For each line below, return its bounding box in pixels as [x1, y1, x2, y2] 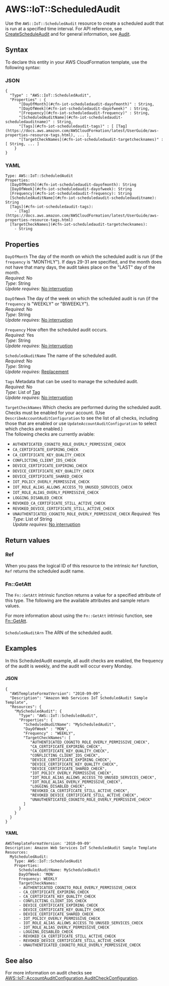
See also [5, 956, 33, 965]
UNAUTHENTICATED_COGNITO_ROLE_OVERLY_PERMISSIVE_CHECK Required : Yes [12, 511, 160, 517]
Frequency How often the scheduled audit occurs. [5, 327, 107, 333]
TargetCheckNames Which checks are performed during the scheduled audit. [5, 404, 162, 410]
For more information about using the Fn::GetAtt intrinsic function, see [5, 612, 153, 619]
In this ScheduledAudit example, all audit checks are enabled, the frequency [5, 657, 163, 663]
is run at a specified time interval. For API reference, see [5, 25, 122, 31]
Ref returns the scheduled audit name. [5, 568, 85, 574]
